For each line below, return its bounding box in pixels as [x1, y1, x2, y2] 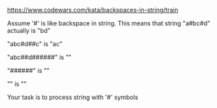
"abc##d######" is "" [7, 53, 72, 61]
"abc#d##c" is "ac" [7, 40, 63, 47]
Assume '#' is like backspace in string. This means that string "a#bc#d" [7, 19, 211, 27]
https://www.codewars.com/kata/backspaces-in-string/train [7, 6, 178, 14]
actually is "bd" [7, 27, 51, 34]
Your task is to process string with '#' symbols [7, 93, 138, 101]
